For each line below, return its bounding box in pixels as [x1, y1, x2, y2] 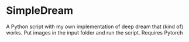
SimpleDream [6, 4, 74, 17]
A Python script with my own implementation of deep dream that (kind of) [6, 23, 183, 30]
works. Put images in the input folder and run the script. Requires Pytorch [6, 29, 183, 36]
